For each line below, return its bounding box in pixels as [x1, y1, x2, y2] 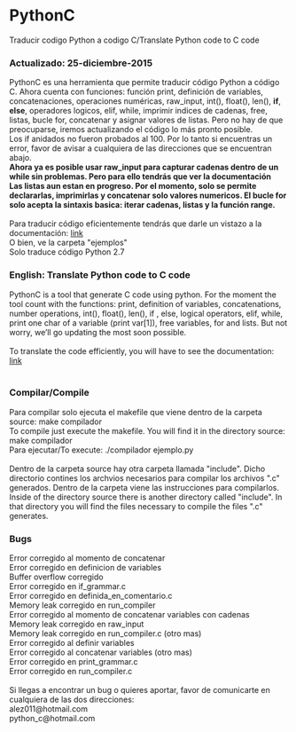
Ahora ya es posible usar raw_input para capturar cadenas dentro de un [9, 161, 279, 173]
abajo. [9, 153, 33, 163]
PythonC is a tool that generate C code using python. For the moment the [9, 289, 277, 300]
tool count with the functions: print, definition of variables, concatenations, [9, 298, 282, 309]
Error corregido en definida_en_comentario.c [9, 591, 173, 602]
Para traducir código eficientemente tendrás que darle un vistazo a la [9, 218, 262, 229]
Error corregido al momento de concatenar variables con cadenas [9, 610, 250, 620]
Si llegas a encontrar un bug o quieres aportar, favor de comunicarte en [9, 685, 270, 696]
